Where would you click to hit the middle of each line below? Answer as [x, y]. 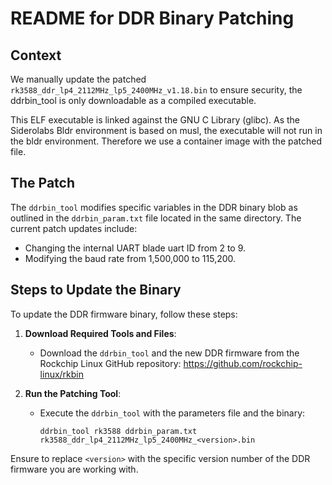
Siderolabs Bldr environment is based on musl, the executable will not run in [166, 130]
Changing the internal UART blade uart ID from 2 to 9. [135, 248]
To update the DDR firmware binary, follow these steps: [124, 314]
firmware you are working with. [74, 469]
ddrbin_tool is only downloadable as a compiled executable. [133, 100]
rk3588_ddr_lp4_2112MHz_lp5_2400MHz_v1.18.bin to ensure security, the [156, 90]
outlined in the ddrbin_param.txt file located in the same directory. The [156, 218]
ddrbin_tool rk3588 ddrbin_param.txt [118, 431]
